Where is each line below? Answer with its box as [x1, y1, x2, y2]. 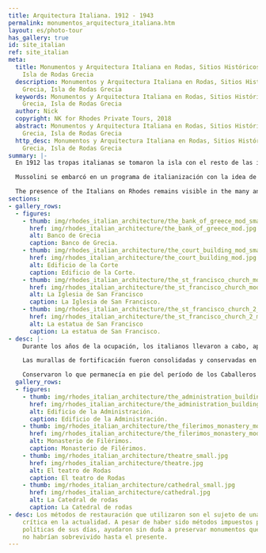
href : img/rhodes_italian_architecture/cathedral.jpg [28, 489, 211, 497]
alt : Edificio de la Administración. [28, 407, 154, 416]
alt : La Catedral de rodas [28, 496, 119, 504]
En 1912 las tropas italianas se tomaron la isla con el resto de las [15, 159, 253, 167]
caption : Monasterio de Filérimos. [28, 444, 147, 452]
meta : [8, 56, 26, 64]
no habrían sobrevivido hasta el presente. [22, 532, 169, 541]
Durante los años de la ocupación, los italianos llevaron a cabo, [22, 342, 249, 350]
